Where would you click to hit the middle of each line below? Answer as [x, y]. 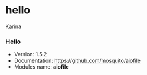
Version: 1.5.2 [30, 54]
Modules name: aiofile [41, 67]
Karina [14, 26]
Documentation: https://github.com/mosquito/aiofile [77, 61]
